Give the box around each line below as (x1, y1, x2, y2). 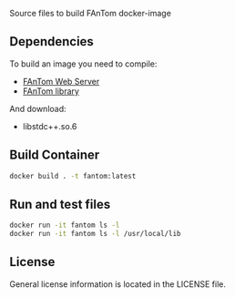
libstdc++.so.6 (22, 120, 77, 131)
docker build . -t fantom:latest (9, 171, 137, 180)
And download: (9, 103, 66, 114)
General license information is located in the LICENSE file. (9, 278, 226, 290)
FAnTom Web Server (22, 76, 100, 87)
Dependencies (9, 34, 94, 49)
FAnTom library (22, 86, 80, 97)
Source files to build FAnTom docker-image (9, 8, 171, 18)
